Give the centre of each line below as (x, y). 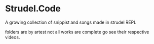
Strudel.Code (33, 9)
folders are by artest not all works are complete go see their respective (77, 32)
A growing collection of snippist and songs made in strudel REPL (71, 22)
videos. (13, 37)
